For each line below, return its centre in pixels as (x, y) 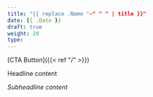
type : (15, 40)
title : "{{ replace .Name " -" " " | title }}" (77, 14)
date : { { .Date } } (34, 20)
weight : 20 (23, 33)
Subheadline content (38, 87)
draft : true (25, 27)
